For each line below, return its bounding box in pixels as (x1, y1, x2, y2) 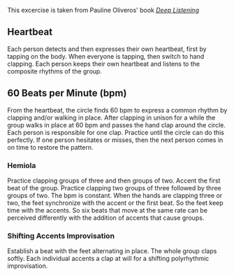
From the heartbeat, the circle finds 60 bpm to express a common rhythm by (7, 106, 228, 114)
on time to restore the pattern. (7, 143, 94, 151)
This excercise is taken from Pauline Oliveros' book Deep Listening (7, 6, 199, 14)
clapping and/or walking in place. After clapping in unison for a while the (7, 113, 216, 122)
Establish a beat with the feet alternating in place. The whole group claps (7, 247, 217, 255)
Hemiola (7, 160, 36, 170)
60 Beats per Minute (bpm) (7, 87, 127, 99)
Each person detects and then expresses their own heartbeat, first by (7, 45, 207, 53)
